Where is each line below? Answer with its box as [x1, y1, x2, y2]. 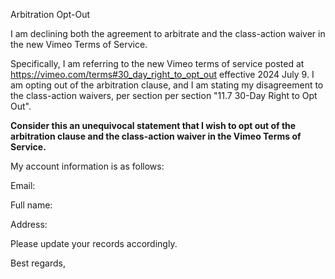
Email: [10, 180, 36, 191]
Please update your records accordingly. [10, 238, 178, 249]
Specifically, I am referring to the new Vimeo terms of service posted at [10, 58, 305, 69]
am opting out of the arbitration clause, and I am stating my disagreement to [10, 79, 324, 91]
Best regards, [10, 257, 66, 269]
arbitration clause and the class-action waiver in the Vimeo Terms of [10, 130, 302, 142]
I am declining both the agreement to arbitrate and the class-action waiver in [10, 28, 326, 39]
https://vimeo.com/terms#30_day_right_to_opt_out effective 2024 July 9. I [10, 69, 315, 80]
